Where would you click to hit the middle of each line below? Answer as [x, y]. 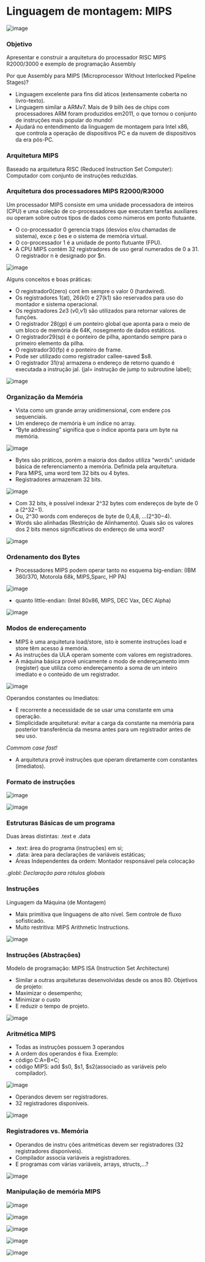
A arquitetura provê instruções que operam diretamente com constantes [106, 759]
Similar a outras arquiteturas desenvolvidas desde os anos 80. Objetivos [106, 980]
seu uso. [26, 735]
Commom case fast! [32, 748]
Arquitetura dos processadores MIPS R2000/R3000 [85, 191]
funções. [26, 317]
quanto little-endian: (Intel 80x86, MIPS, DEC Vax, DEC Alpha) [93, 601]
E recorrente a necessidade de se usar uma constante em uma [94, 710]
